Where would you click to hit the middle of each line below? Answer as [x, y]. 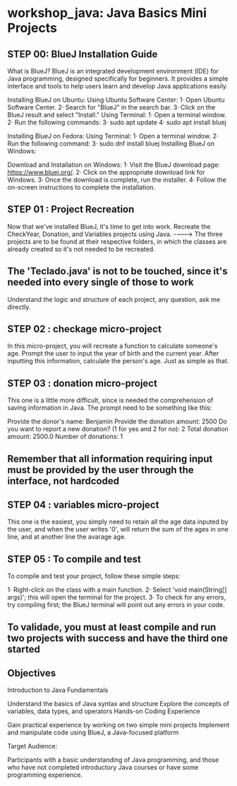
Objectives [32, 673]
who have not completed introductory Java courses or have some [103, 768]
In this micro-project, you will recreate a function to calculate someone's [113, 346]
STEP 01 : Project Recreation [71, 210]
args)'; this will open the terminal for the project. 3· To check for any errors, [117, 597]
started [24, 649]
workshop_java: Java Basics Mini [107, 13]
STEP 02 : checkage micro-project [85, 329]
